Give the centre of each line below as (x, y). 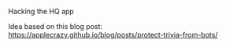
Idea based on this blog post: (56, 26)
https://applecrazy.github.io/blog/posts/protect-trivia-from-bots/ (113, 35)
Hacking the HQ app (41, 11)
